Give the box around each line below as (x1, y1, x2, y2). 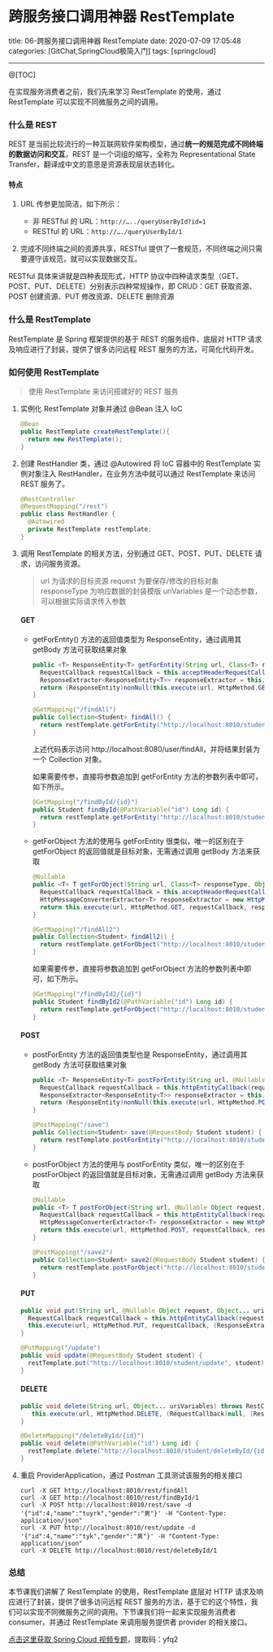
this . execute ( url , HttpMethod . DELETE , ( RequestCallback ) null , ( (31, 1410, 254, 1418)
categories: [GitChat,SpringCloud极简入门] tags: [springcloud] (8, 46, 217, 55)
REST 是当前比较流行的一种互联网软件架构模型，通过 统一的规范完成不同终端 (8, 139, 264, 149)
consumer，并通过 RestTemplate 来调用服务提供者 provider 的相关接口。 (8, 1617, 252, 1627)
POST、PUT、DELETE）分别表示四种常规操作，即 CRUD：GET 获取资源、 (8, 281, 257, 291)
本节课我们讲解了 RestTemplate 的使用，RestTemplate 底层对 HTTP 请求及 (8, 1587, 257, 1597)
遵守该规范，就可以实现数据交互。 (27, 254, 142, 264)
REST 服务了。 (19, 479, 70, 489)
